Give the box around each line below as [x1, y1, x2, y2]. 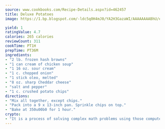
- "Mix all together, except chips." [5, 98, 82, 103]
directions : [5, 94, 29, 99]
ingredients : [5, 52, 32, 57]
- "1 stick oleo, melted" [5, 76, 58, 80]
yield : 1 [5, 25, 23, 30]
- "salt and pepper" [5, 84, 48, 89]
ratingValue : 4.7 [5, 30, 41, 35]
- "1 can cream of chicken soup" [5, 62, 74, 67]
